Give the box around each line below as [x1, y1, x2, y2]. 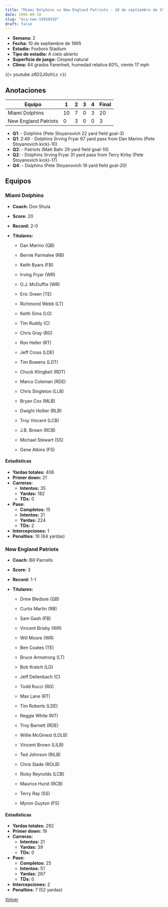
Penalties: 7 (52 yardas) [12, 887, 63, 893]
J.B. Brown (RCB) [19, 427, 56, 433]
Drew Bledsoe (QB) [19, 596, 60, 602]
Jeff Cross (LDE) [19, 349, 54, 355]
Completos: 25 [19, 860, 51, 866]
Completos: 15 [19, 506, 51, 512]
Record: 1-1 [12, 577, 36, 583]
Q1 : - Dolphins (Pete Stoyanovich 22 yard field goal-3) [12, 131, 124, 137]
